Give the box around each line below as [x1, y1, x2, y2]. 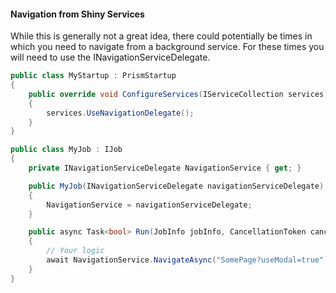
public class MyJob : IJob [10, 145, 123, 155]
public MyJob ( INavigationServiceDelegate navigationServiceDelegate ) [28, 181, 325, 191]
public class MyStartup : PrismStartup [10, 71, 177, 81]
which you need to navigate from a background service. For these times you [10, 41, 325, 53]
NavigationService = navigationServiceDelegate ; [46, 200, 253, 210]
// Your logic [46, 246, 105, 256]
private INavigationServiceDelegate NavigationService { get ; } [28, 163, 302, 174]
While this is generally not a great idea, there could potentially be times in [10, 30, 313, 42]
